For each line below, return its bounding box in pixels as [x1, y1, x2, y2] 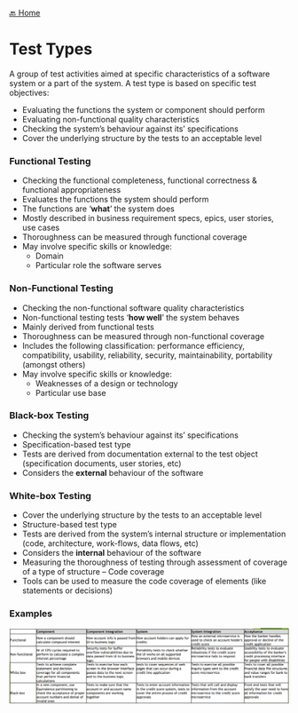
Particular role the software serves [35, 260, 162, 271]
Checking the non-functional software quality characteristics [21, 302, 245, 313]
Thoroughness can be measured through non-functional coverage [21, 330, 264, 341]
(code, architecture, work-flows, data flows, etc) [21, 538, 200, 549]
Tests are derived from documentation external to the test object [21, 448, 259, 459]
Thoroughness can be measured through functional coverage [21, 232, 247, 242]
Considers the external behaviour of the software [21, 467, 204, 478]
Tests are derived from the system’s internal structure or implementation [21, 528, 286, 540]
